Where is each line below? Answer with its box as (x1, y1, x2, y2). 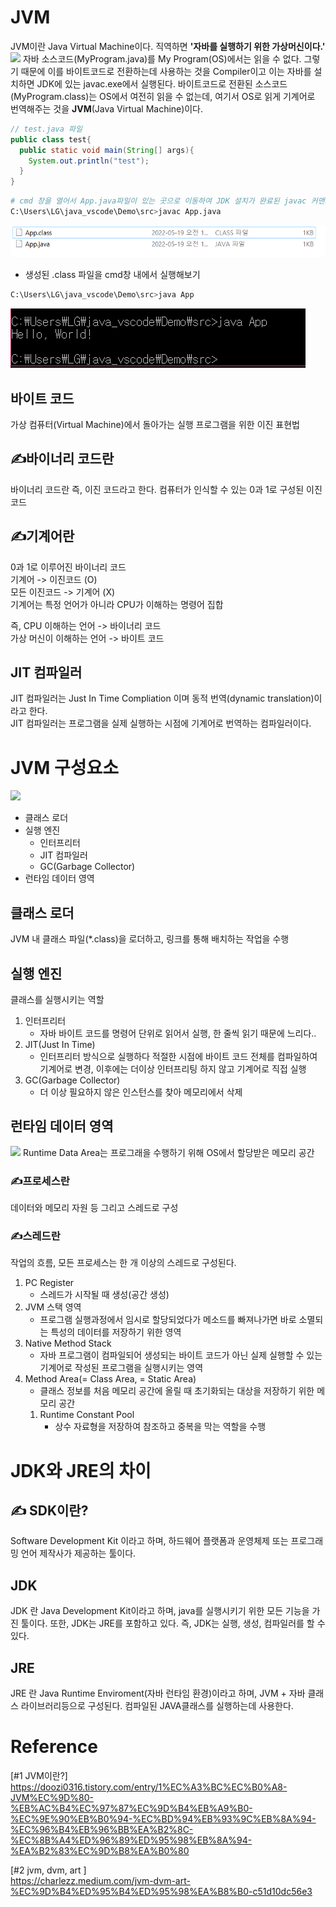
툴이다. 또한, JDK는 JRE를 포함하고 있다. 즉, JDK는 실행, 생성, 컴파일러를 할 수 (20, 1617, 326, 1630)
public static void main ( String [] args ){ (19, 145, 195, 155)
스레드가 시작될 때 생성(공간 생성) (39, 1289, 170, 1301)
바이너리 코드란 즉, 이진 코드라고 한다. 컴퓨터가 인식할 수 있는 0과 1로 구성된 (10, 483, 305, 495)
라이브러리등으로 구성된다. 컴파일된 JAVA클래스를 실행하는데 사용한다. (20, 1700, 294, 1712)
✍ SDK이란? (10, 1502, 89, 1520)
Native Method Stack (24, 1337, 112, 1350)
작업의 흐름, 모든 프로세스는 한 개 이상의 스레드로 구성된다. (10, 1257, 237, 1269)
